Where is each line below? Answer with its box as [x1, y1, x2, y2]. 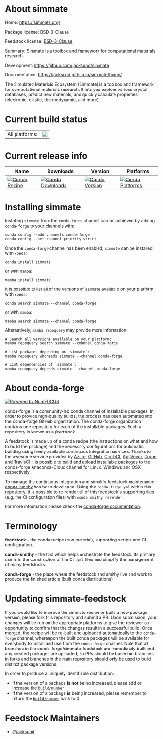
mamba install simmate [5, 277, 51, 283]
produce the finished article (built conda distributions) [5, 576, 113, 582]
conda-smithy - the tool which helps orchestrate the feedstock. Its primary [5, 551, 156, 557]
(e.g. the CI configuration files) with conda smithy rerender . [5, 494, 124, 500]
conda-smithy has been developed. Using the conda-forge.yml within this [5, 484, 152, 489]
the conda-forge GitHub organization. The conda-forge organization [5, 418, 142, 424]
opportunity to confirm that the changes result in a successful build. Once [5, 625, 153, 631]
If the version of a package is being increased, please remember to [12, 690, 147, 696]
